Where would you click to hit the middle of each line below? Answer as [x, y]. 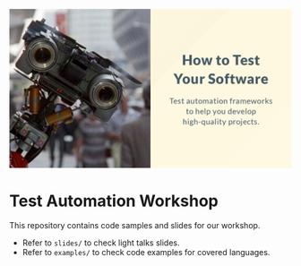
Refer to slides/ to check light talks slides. [101, 243]
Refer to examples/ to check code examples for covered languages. [146, 253]
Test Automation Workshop [114, 201]
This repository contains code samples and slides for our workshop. [135, 226]
